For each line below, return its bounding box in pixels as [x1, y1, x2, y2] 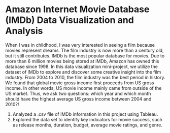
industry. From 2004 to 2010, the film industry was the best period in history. [5, 74, 166, 80]
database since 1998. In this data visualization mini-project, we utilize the [5, 63, 158, 70]
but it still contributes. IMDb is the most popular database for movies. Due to [5, 52, 165, 59]
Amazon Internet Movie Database [5, 4, 150, 15]
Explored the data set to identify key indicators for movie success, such [12, 116, 162, 122]
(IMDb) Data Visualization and [5, 14, 134, 26]
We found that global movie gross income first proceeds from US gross [5, 80, 154, 86]
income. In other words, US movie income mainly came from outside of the [5, 85, 162, 91]
